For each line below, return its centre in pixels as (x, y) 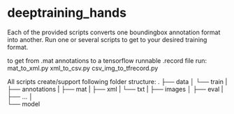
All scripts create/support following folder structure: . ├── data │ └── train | (117, 81)
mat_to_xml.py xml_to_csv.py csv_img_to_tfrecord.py (83, 68)
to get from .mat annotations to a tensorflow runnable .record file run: (107, 60)
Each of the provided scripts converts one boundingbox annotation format (114, 32)
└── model (24, 104)
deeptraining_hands (67, 13)
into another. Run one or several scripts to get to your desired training (107, 39)
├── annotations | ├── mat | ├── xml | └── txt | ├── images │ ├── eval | (115, 89)
